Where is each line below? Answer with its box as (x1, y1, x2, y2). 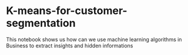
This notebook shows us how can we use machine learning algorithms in (6, 36, 182, 43)
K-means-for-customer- (6, 4, 127, 18)
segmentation (6, 16, 76, 30)
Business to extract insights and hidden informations (6, 42, 133, 49)
